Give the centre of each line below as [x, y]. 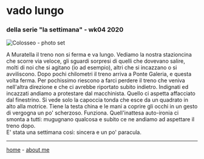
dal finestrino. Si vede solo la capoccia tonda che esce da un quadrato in [97, 100]
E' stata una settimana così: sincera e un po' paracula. [74, 132]
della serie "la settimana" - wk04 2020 [65, 30]
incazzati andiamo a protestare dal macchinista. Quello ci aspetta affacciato [101, 94]
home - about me [28, 150]
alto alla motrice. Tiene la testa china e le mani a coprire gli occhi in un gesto [102, 107]
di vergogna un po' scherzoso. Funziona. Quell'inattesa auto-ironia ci [93, 113]
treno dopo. [21, 126]
